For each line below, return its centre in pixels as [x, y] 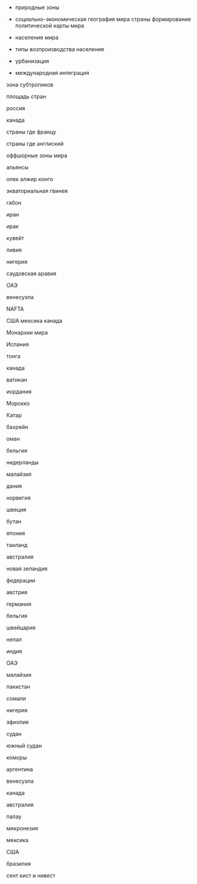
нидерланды [22, 462]
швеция [16, 509]
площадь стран [26, 96]
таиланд [17, 545]
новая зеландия [27, 568]
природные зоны [37, 7]
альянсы [18, 167]
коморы [17, 757]
